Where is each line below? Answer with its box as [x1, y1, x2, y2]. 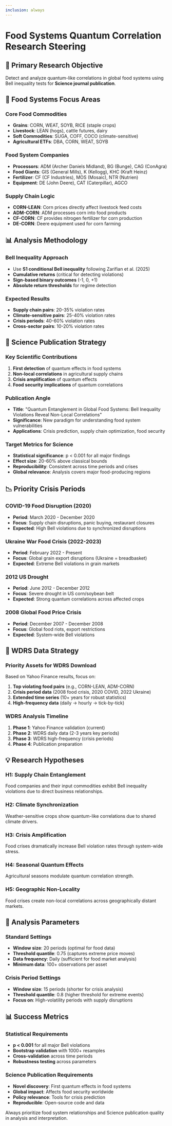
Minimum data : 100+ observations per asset [12, 961, 107, 967]
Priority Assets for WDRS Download [5, 662, 97, 669]
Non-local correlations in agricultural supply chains [12, 371, 123, 377]
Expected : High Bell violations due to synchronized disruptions [12, 525, 146, 531]
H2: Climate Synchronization [5, 801, 79, 808]
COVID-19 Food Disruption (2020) [5, 502, 91, 509]
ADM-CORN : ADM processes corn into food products [12, 209, 127, 216]
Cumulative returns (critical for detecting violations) [12, 271, 124, 277]
